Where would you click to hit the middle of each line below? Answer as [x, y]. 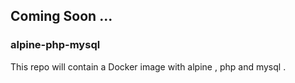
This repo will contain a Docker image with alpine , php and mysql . [148, 66]
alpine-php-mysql [55, 45]
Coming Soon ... [61, 16]
